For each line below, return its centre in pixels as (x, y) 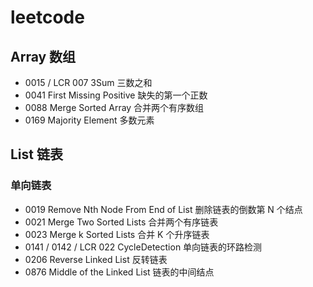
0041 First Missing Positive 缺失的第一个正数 (116, 95)
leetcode (47, 17)
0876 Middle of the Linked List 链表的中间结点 (119, 272)
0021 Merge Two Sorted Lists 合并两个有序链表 (121, 222)
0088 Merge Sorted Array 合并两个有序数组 (114, 107)
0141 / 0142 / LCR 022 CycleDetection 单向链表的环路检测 (143, 247)
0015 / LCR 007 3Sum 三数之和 (88, 82)
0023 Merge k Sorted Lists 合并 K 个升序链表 (117, 234)
